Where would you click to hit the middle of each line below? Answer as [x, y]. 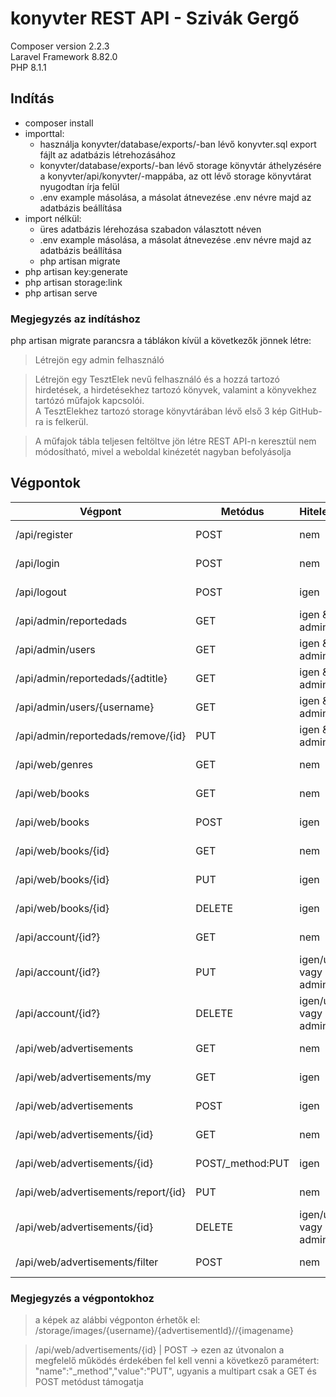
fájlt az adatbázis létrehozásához [108, 154]
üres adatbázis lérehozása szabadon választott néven [150, 229]
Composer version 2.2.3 [60, 46]
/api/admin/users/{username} [85, 707]
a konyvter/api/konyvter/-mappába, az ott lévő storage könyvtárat [175, 176]
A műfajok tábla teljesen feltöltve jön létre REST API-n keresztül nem [175, 441]
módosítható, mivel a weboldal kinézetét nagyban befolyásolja [163, 452]
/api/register [44, 534]
